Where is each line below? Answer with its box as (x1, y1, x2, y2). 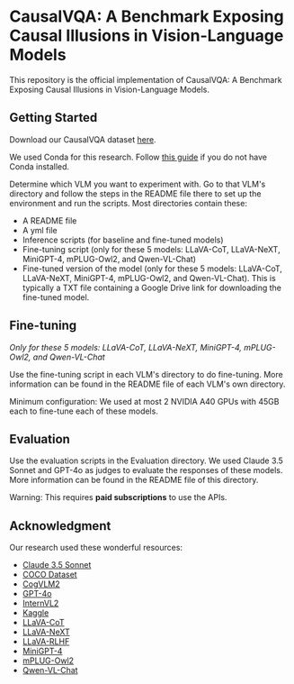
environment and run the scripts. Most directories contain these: (9, 197, 247, 208)
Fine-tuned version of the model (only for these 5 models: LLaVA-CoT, (22, 263, 283, 274)
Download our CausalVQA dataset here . (9, 133, 156, 145)
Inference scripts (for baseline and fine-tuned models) (22, 234, 224, 245)
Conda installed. (9, 160, 70, 172)
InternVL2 (22, 597, 59, 609)
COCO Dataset (22, 570, 78, 580)
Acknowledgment (9, 518, 111, 534)
